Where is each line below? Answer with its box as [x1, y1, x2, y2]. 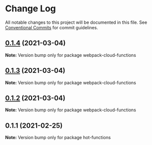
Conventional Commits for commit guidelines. [5, 24, 98, 30]
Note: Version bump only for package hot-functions [5, 135, 111, 141]
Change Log [5, 3, 56, 14]
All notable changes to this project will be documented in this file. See [5, 19, 148, 25]
